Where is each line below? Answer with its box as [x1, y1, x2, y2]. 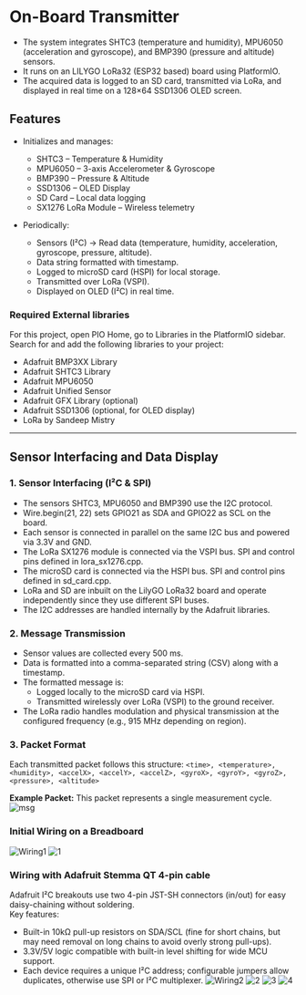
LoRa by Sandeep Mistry [22, 415, 116, 426]
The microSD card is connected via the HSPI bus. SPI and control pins [22, 565, 285, 576]
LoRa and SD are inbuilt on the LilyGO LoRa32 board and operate [22, 585, 267, 596]
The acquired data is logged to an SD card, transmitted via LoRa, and [22, 75, 282, 86]
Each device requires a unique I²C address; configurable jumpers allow [22, 965, 290, 976]
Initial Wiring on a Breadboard [9, 825, 144, 838]
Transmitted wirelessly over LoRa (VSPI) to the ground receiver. [36, 696, 275, 708]
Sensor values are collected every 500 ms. [22, 648, 184, 658]
